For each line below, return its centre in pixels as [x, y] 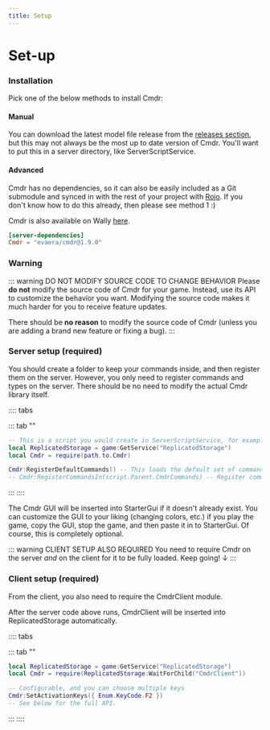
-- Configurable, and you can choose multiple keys [96, 688]
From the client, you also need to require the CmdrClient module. [116, 597]
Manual [21, 117]
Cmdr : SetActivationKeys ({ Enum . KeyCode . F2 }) [86, 696]
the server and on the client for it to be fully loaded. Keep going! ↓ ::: [123, 558]
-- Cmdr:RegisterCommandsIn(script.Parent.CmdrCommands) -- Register [127, 478]
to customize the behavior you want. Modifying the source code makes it [129, 297]
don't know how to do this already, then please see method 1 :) [112, 205]
